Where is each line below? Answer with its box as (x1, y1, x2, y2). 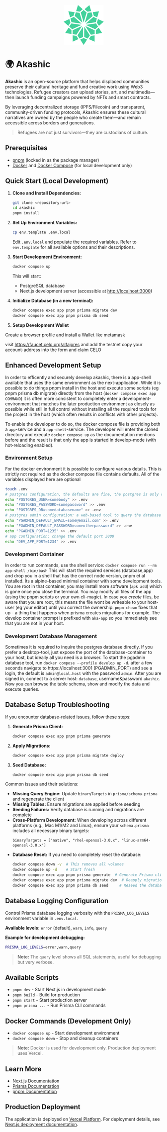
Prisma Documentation (12, 1083, 60, 1089)
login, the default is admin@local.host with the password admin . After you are (5, 670, 162, 676)
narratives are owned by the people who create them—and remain (5, 114, 141, 120)
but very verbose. (17, 959, 54, 965)
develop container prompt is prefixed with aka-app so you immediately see (5, 615, 158, 621)
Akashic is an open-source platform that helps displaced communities (5, 78, 150, 84)
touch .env (5, 486, 28, 491)
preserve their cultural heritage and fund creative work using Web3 (5, 84, 143, 90)
